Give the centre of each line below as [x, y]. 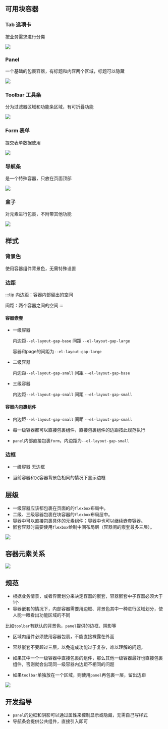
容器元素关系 [25, 554]
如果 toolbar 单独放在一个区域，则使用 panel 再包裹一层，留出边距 [79, 675]
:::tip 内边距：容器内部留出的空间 [39, 295]
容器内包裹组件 [21, 407]
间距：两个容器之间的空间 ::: [35, 305]
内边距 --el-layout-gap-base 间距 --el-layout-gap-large [71, 341]
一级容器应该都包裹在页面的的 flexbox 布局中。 [60, 508]
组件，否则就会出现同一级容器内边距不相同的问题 [63, 664]
